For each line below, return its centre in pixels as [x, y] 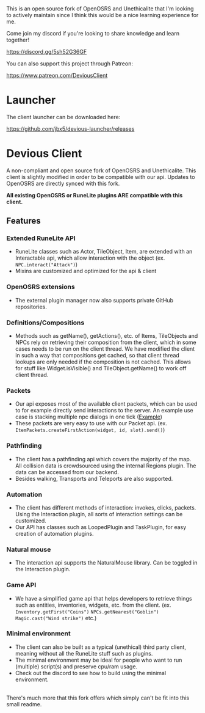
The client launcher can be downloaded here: [63, 117]
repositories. [31, 307]
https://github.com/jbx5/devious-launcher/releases [70, 129]
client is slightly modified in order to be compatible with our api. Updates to [101, 177]
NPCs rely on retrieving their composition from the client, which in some [106, 342]
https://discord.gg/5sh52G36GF [47, 51]
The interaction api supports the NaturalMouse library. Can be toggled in [106, 563]
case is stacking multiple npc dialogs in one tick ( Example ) [89, 417]
